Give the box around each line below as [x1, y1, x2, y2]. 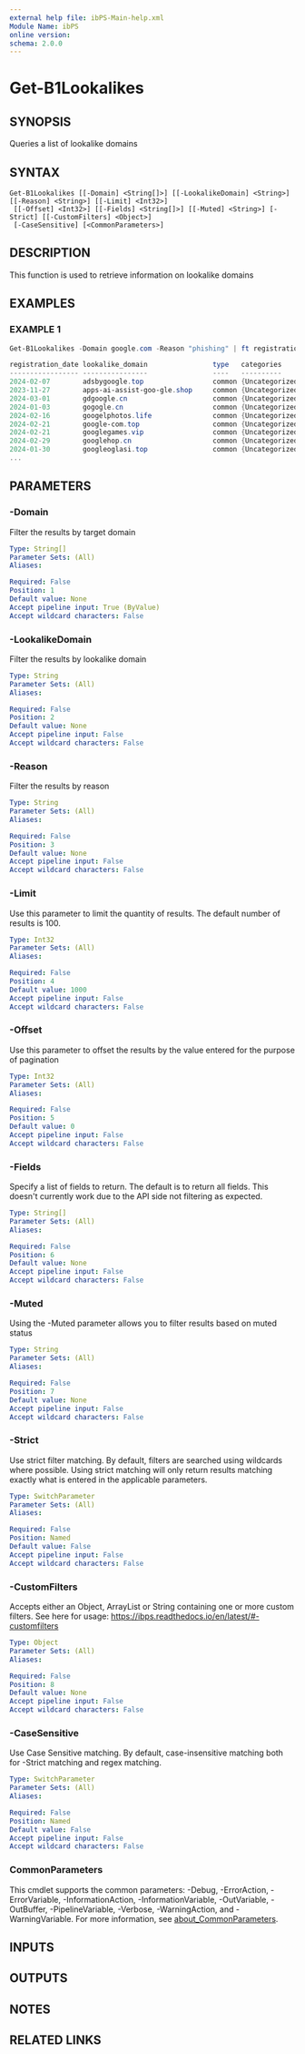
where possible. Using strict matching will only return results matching [9, 1464, 273, 1475]
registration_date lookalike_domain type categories [9, 361, 282, 370]
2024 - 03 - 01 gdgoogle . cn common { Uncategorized [9, 393, 299, 403]
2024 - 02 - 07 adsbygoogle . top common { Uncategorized [9, 377, 299, 387]
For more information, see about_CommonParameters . [75, 1913, 279, 1924]
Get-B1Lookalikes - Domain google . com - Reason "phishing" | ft [9, 343, 250, 353]
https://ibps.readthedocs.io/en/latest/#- [110, 1611, 261, 1622]
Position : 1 [9, 586, 54, 595]
